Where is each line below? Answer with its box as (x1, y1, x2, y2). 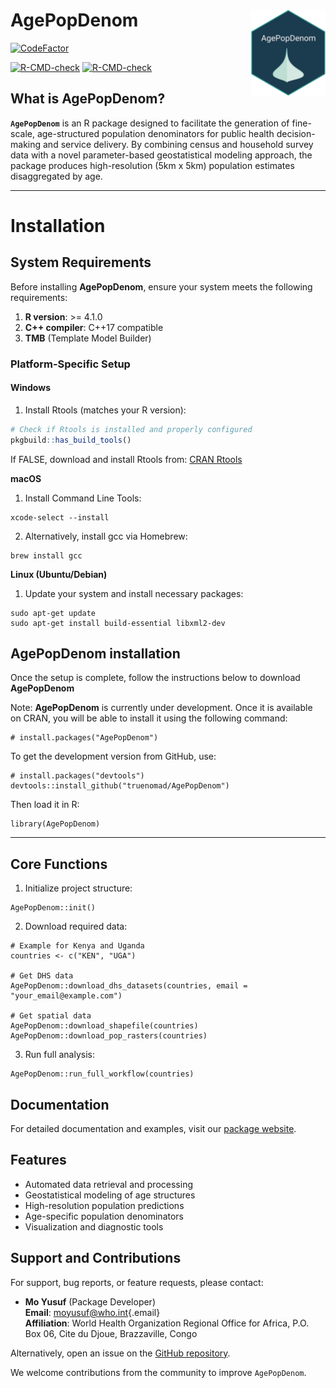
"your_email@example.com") (10, 991, 123, 1001)
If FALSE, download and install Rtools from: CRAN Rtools (10, 453, 243, 465)
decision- (276, 127, 316, 139)
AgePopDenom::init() (10, 903, 97, 913)
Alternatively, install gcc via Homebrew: (24, 530, 188, 542)
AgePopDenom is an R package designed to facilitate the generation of (10, 117, 290, 129)
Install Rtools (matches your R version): (24, 404, 187, 416)
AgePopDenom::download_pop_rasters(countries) (10, 1031, 208, 1041)
